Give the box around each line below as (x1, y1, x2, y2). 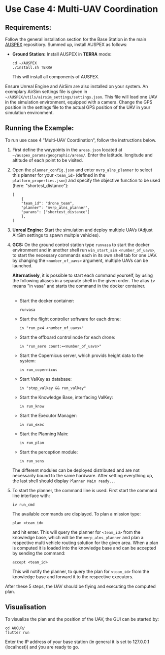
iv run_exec (19, 422, 44, 427)
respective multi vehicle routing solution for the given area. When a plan (12, 540, 159, 546)
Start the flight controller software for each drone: (19, 316, 121, 322)
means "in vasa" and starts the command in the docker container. (12, 283, 146, 289)
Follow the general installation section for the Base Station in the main (5, 36, 147, 42)
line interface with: (12, 493, 50, 499)
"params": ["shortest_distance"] (21, 209, 90, 214)
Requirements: (5, 23, 52, 32)
